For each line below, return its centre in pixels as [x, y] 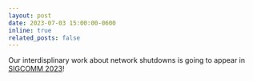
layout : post [30, 15]
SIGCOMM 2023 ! [36, 69]
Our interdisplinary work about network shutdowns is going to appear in [127, 60]
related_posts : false [44, 38]
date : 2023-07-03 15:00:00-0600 [62, 23]
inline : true [30, 30]
